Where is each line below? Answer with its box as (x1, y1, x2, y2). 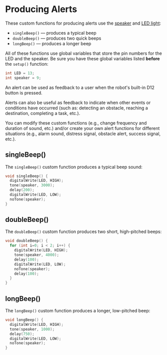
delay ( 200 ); (9, 187, 35, 193)
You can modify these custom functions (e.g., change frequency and (5, 120, 147, 126)
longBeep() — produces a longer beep (12, 40, 91, 46)
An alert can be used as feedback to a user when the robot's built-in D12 (5, 84, 155, 90)
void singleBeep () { (5, 173, 48, 179)
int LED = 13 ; (5, 70, 35, 76)
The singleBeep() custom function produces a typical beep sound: (5, 164, 142, 170)
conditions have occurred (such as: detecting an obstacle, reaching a (5, 104, 148, 111)
